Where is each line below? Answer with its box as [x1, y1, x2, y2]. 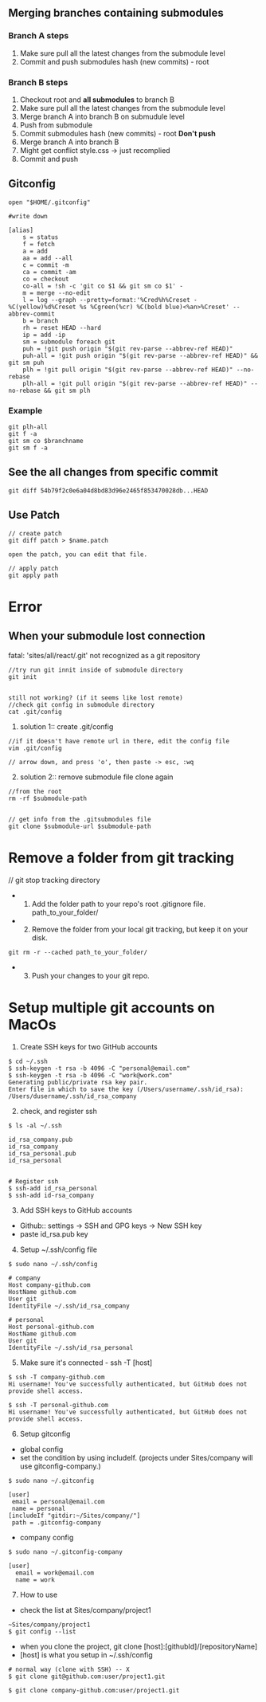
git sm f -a [8, 444, 48, 453]
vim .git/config [8, 744, 62, 752]
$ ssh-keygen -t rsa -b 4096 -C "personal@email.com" [8, 1064, 191, 1073]
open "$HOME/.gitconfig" [8, 198, 91, 206]
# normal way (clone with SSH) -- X [8, 1665, 130, 1673]
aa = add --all [22, 254, 73, 262]
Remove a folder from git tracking [8, 849, 235, 867]
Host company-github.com [8, 1280, 91, 1289]
